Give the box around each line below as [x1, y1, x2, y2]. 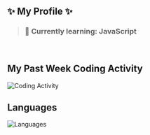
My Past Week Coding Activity [7, 63, 143, 75]
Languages [7, 101, 57, 113]
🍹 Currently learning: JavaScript [24, 27, 137, 36]
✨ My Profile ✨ [7, 6, 73, 17]
